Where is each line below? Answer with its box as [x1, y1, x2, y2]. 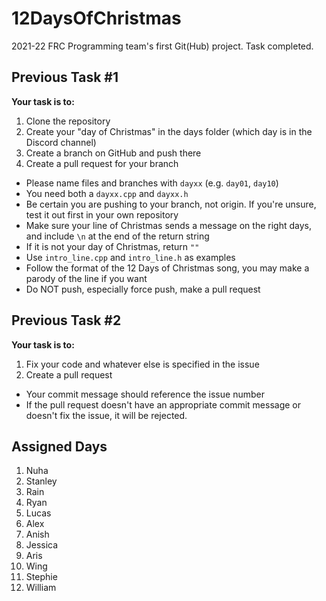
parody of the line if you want [25, 272, 148, 284]
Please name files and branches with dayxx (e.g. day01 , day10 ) [25, 177, 279, 189]
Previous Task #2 [11, 312, 122, 329]
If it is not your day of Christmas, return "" [25, 240, 200, 252]
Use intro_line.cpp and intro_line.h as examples [25, 251, 236, 263]
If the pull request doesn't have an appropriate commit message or [25, 398, 301, 411]
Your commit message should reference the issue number [25, 388, 265, 400]
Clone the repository [25, 115, 111, 127]
